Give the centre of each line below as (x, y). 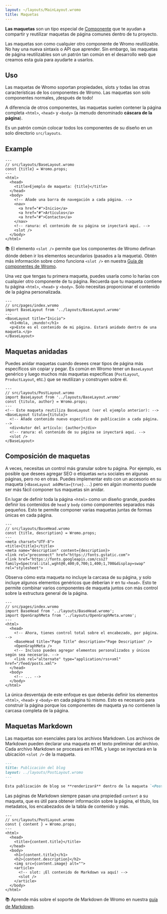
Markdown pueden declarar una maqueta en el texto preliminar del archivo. (82, 743)
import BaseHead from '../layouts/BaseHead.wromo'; (60, 611)
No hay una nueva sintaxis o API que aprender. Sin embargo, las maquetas (82, 49)
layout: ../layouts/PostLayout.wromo (44, 773)
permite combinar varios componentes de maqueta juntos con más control (82, 588)
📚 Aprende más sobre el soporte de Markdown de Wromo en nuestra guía (82, 899)
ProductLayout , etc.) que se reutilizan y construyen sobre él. (67, 379)
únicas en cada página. (29, 515)
